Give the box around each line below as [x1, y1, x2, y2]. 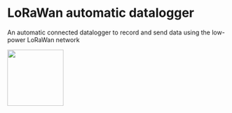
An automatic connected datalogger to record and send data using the [7, 28, 211, 36]
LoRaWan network [27, 35, 80, 44]
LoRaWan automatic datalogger [7, 5, 195, 21]
